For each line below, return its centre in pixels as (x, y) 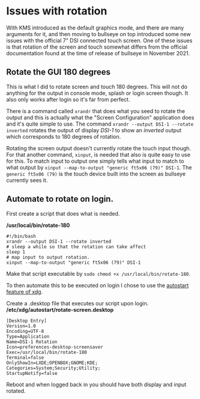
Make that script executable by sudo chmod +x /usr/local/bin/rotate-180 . (98, 273)
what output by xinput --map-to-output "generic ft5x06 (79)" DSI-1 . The (99, 167)
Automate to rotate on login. (60, 199)
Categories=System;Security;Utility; (53, 368)
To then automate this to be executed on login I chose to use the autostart (98, 285)
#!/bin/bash (21, 236)
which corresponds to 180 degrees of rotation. (64, 136)
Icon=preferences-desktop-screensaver (55, 347)
